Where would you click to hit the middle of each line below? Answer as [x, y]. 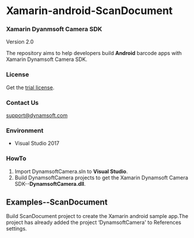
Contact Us [23, 103]
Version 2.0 [20, 42]
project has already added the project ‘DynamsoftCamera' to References [94, 222]
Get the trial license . [30, 87]
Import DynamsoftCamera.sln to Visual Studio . [71, 171]
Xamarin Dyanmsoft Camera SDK [54, 29]
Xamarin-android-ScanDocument [89, 11]
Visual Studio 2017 [37, 143]
